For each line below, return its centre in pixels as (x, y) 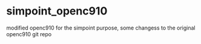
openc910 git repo (29, 34)
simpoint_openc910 (57, 11)
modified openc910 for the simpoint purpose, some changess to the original (101, 28)
